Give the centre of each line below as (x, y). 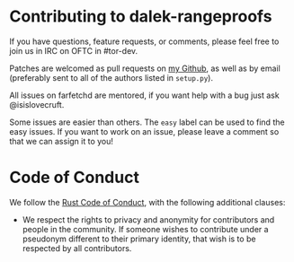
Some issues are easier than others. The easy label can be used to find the (147, 122)
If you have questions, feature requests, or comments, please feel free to (144, 41)
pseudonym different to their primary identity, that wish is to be (139, 239)
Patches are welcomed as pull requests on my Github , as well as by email (145, 68)
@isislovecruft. (37, 104)
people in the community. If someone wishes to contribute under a (145, 229)
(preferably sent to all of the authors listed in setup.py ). (111, 77)
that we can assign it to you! (62, 141)
